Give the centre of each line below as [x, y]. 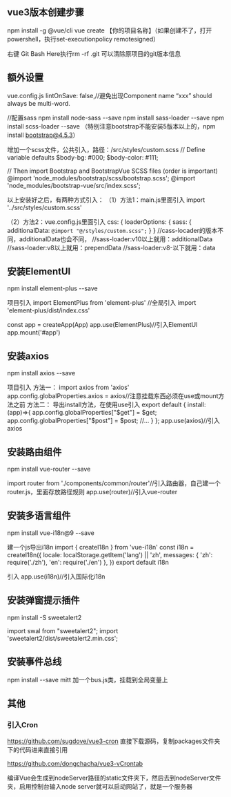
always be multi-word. [39, 103]
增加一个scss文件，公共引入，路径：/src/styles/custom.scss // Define [106, 149]
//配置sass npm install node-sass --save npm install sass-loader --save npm [116, 118]
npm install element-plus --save [52, 288]
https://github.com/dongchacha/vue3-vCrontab [75, 764]
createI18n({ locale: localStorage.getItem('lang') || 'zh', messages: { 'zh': [110, 554]
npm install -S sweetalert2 [44, 617]
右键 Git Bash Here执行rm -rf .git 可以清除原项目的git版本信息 [94, 53]
